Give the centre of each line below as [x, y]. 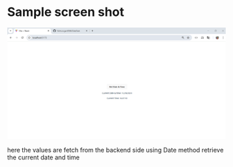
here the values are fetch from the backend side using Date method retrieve [115, 150]
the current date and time [43, 157]
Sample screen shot [66, 12]
